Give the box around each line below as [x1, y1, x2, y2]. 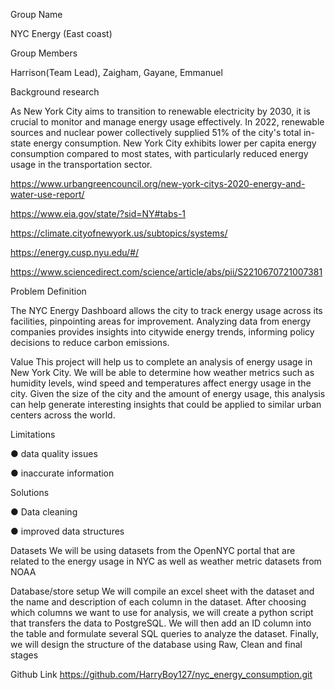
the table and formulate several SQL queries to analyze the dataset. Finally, [10, 628, 320, 639]
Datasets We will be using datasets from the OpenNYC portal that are [10, 545, 296, 556]
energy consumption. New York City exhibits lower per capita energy [33, 137, 317, 149]
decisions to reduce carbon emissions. [10, 337, 170, 348]
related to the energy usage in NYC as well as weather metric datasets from [10, 555, 322, 567]
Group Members [10, 47, 78, 59]
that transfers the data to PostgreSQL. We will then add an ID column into [10, 617, 312, 629]
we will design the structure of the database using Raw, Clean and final [10, 639, 303, 650]
